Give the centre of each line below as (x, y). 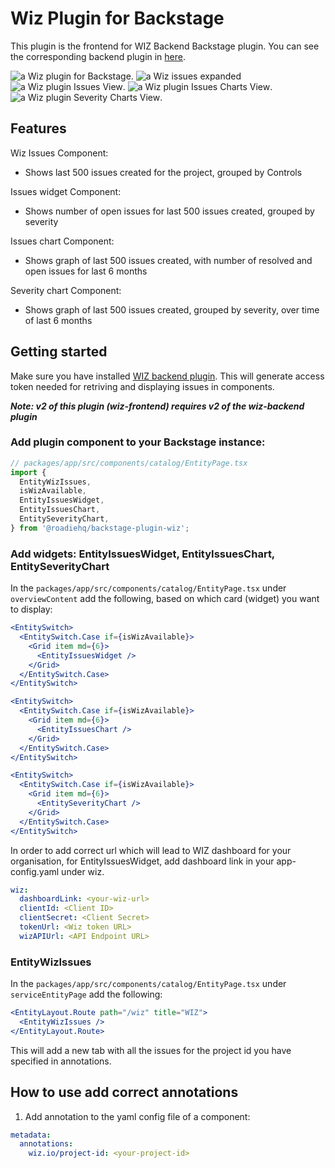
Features (38, 128)
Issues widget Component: (66, 191)
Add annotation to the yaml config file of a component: (137, 1116)
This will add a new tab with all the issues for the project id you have (151, 1050)
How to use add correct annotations (124, 1092)
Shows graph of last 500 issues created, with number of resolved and (168, 260)
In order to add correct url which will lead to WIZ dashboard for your (151, 850)
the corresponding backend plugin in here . (98, 56)
